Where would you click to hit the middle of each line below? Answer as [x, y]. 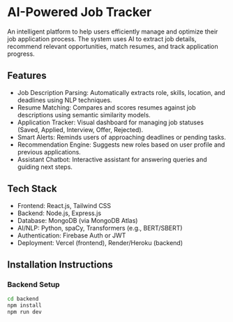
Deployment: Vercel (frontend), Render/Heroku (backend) [100, 242]
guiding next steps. [45, 167]
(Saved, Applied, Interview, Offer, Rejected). [80, 129]
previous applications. [49, 152]
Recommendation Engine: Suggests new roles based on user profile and [121, 145]
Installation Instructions [60, 264]
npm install [24, 306]
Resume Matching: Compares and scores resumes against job [107, 107]
